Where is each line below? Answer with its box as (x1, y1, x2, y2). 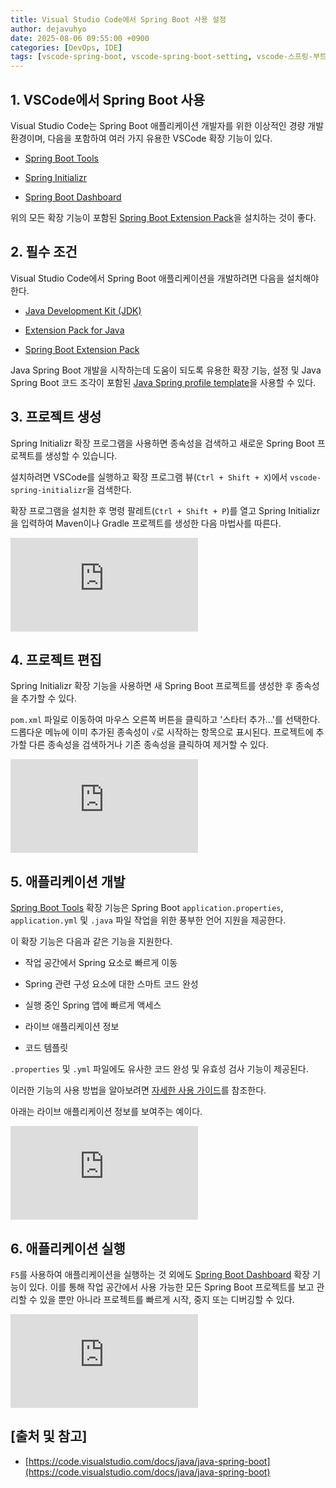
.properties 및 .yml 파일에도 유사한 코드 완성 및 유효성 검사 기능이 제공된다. (10, 1063, 309, 1075)
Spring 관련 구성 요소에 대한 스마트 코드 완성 (24, 978, 199, 990)
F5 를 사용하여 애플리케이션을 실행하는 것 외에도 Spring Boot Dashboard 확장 (10, 1269, 311, 1280)
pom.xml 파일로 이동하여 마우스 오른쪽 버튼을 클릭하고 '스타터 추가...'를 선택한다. (10, 714, 321, 726)
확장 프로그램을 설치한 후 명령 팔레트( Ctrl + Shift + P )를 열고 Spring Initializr (10, 504, 321, 516)
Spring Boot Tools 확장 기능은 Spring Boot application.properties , (10, 902, 284, 914)
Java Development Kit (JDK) (24, 304, 142, 316)
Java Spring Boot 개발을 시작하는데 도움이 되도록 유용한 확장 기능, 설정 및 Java (10, 364, 322, 376)
